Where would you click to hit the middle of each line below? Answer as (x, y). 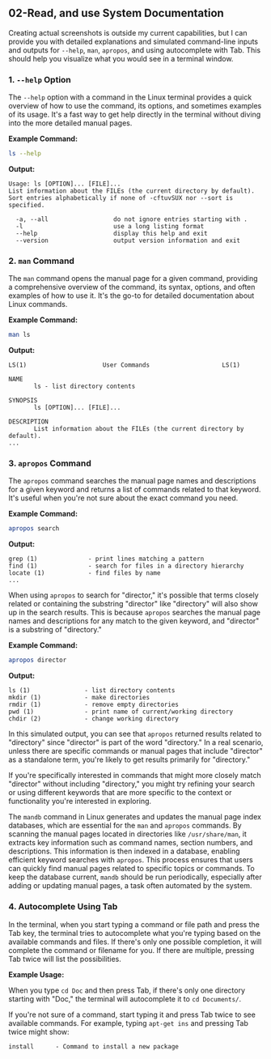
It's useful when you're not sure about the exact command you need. (123, 498)
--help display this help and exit (112, 233)
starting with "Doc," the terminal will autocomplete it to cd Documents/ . (125, 998)
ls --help (25, 154)
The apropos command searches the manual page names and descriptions (132, 481)
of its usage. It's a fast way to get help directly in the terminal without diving (135, 115)
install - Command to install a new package (94, 1046)
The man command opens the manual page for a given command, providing (133, 279)
